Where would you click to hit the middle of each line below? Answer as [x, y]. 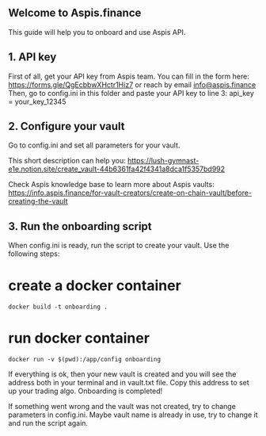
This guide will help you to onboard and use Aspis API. [97, 32]
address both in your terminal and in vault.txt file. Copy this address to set [129, 383]
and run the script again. [48, 423]
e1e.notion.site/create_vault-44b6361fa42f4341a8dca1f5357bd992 [117, 169]
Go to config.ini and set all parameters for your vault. [94, 145]
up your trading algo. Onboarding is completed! [85, 391]
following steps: [34, 254]
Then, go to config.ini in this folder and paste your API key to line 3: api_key [131, 93]
